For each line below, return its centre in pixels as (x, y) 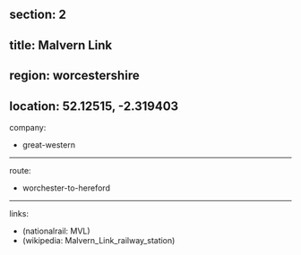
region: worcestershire (75, 76)
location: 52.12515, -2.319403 (94, 106)
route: (20, 170)
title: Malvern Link (61, 45)
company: (28, 127)
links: (19, 213)
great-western (49, 144)
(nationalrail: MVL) (56, 231)
